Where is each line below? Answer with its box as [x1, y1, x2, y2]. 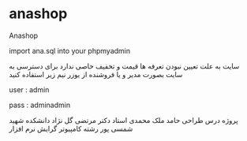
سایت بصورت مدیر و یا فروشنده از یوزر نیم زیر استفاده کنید [9, 69, 183, 79]
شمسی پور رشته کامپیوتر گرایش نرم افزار [9, 124, 133, 133]
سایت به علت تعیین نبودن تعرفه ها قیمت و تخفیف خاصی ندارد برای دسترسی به [9, 61, 240, 71]
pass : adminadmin [9, 100, 70, 109]
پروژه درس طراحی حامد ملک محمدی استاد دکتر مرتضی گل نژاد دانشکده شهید [9, 115, 239, 124]
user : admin [9, 84, 50, 95]
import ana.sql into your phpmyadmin [9, 46, 131, 55]
